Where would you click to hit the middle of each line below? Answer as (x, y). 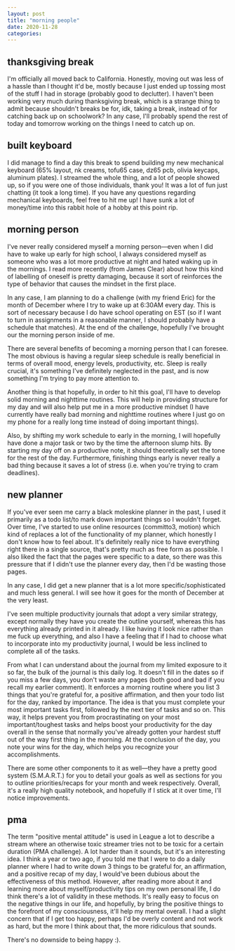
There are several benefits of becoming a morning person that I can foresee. (118, 348)
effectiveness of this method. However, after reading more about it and (110, 881)
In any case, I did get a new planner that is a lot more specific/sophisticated (116, 585)
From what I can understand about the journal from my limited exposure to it (117, 664)
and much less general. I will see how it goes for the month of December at (116, 593)
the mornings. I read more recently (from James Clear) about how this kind (115, 269)
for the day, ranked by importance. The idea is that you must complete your (116, 702)
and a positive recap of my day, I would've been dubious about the (103, 874)
